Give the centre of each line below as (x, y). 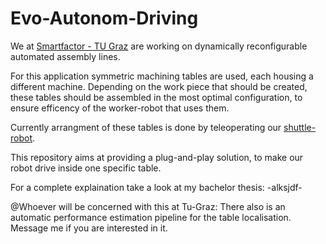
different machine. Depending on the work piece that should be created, (159, 86)
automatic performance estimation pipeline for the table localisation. (151, 217)
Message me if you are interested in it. (89, 228)
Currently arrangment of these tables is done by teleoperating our (146, 127)
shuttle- (300, 127)
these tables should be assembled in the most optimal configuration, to (156, 97)
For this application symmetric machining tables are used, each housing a (162, 76)
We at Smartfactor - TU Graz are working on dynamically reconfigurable (159, 46)
